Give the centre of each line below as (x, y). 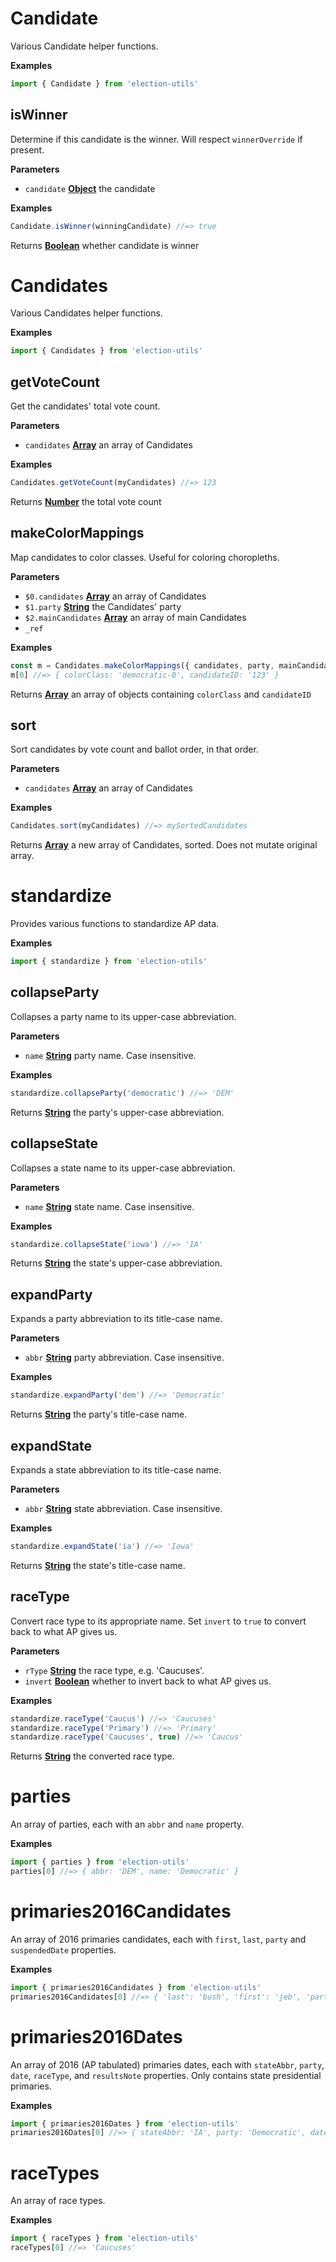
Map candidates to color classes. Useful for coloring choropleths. (145, 557)
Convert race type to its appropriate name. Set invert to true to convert (158, 1621)
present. (27, 149)
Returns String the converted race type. (92, 1756)
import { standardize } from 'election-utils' (109, 962)
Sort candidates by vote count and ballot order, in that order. (134, 749)
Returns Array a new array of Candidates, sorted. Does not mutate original (164, 845)
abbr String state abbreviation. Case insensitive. (123, 1508)
